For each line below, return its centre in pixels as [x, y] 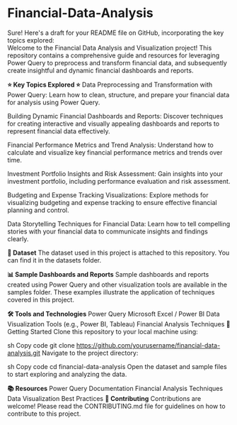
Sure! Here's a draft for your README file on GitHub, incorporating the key [116, 33]
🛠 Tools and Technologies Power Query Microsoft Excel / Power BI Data [114, 314]
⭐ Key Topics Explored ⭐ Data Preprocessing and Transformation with [110, 84]
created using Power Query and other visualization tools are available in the [117, 285]
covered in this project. [41, 299]
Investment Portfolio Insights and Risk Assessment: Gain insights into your [115, 173]
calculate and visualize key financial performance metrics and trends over [115, 152]
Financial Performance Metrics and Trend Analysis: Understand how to [110, 145]
